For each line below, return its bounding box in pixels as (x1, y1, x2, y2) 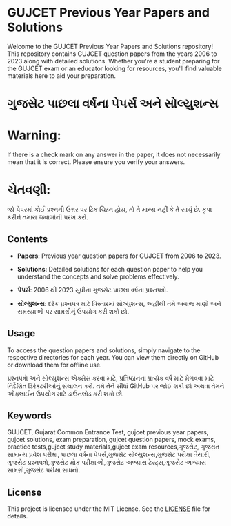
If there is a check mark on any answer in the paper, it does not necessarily (7, 150, 221, 159)
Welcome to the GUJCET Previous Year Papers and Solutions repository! (7, 42, 214, 50)
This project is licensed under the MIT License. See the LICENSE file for (7, 505, 211, 513)
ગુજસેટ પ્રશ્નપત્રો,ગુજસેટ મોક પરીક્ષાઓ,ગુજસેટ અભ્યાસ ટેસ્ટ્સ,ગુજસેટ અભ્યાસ (7, 458, 207, 467)
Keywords (7, 410, 52, 422)
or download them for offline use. (7, 361, 102, 369)
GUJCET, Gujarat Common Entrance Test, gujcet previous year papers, (7, 428, 209, 436)
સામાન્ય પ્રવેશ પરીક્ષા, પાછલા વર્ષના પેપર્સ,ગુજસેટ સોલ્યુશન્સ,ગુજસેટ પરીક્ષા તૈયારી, (7, 450, 211, 459)
